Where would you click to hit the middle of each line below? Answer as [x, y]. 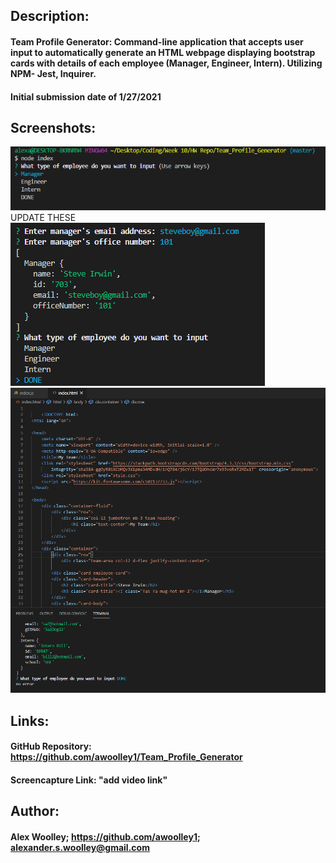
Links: [30, 720]
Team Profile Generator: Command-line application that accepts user [157, 41]
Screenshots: [53, 127]
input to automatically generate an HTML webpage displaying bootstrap [163, 52]
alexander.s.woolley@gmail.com [80, 848]
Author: [35, 811]
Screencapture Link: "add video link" [89, 780]
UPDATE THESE [43, 217]
